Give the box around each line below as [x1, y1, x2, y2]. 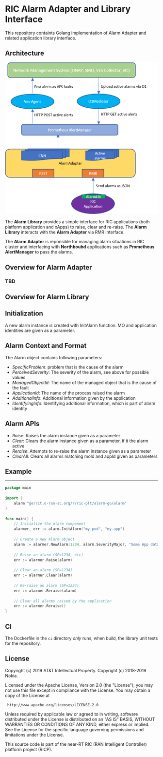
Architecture [5, 49, 45, 58]
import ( [5, 496, 23, 501]
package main [5, 485, 32, 490]
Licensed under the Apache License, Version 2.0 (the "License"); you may [5, 682, 153, 688]
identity [12, 406, 28, 411]
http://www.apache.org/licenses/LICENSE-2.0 [7, 702, 98, 707]
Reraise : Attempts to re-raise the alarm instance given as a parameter [12, 448, 151, 454]
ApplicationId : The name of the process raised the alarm [12, 390, 125, 396]
